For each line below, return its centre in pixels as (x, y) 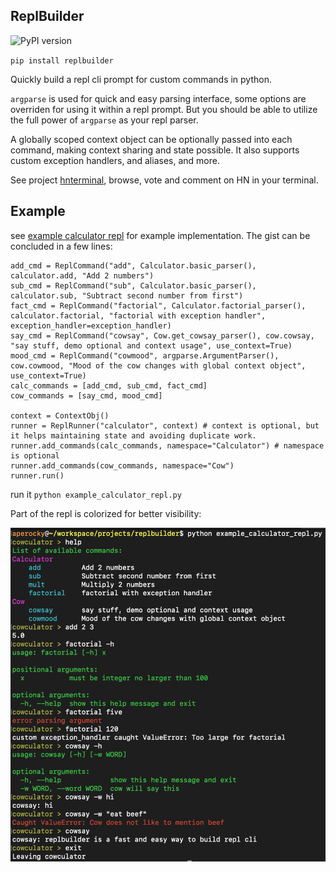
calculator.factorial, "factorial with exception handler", (138, 315)
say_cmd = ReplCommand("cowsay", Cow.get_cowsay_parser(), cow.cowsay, (162, 335)
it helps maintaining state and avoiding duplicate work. (133, 435)
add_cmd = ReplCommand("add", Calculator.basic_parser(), (133, 265)
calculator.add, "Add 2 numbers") (82, 275)
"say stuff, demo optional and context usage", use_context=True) (151, 345)
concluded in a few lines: (61, 246)
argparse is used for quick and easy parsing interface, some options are (158, 98)
